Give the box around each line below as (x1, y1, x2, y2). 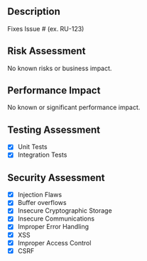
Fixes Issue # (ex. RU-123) (7, 24, 85, 33)
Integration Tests (17, 150, 67, 159)
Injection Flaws (17, 191, 62, 199)
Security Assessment (7, 172, 105, 184)
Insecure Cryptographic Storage (17, 206, 112, 215)
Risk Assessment (7, 45, 86, 57)
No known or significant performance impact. (7, 103, 141, 112)
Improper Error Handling (17, 223, 89, 231)
